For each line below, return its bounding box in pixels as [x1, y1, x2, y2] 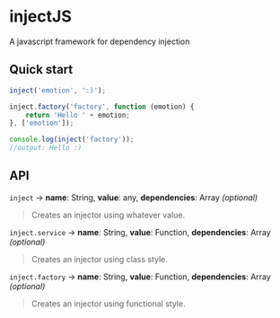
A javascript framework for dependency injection [9, 36, 190, 47]
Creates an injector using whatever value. [31, 209, 186, 220]
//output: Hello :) [9, 144, 83, 153]
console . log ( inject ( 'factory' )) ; [9, 135, 135, 145]
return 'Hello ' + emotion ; [25, 110, 130, 119]
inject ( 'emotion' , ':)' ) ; [9, 85, 106, 95]
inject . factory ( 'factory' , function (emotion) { [9, 102, 195, 111]
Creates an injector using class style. [31, 253, 169, 264]
